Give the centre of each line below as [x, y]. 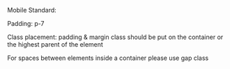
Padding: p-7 [26, 23]
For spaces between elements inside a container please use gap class [108, 58]
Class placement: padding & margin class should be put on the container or [115, 37]
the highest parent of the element [55, 44]
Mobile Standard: [32, 10]
